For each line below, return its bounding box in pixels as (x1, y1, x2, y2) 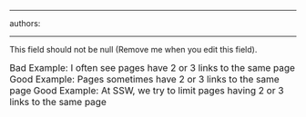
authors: (9, 18, 41, 28)
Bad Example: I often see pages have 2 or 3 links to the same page (9, 62, 296, 73)
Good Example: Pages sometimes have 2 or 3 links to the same (9, 73, 280, 85)
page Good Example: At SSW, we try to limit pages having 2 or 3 (9, 84, 284, 96)
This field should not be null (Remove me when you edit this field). (9, 44, 258, 54)
